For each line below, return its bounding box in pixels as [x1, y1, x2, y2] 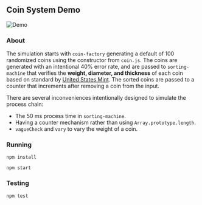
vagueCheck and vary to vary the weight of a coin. [15, 125, 138, 133]
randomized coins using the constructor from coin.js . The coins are [6, 57, 178, 64]
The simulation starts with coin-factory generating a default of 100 [6, 50, 175, 57]
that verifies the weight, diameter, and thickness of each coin [27, 69, 184, 77]
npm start [6, 165, 32, 171]
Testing [6, 179, 29, 187]
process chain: [6, 100, 44, 108]
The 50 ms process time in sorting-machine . [15, 113, 127, 120]
